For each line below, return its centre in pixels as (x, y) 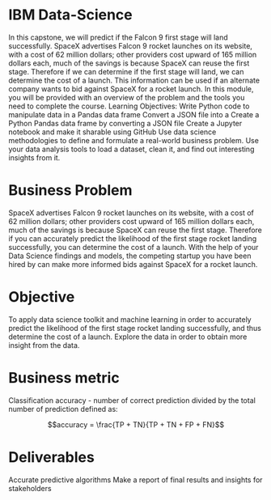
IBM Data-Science (70, 15)
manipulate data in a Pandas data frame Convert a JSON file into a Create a (134, 114)
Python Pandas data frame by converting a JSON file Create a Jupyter (125, 123)
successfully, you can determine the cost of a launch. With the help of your (133, 247)
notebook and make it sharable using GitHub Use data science (112, 132)
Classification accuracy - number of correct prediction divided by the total (132, 400)
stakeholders (30, 488)
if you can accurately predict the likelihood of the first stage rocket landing (133, 238)
